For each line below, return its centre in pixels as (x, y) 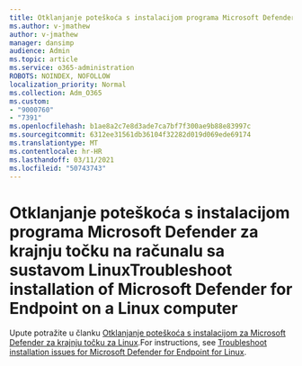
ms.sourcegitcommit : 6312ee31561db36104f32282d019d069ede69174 (130, 135)
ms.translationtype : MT (54, 143)
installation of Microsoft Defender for (151, 289)
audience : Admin (40, 51)
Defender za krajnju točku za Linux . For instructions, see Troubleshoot (138, 343)
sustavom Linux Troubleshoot (121, 270)
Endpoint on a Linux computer (124, 308)
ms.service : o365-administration (72, 68)
